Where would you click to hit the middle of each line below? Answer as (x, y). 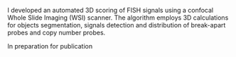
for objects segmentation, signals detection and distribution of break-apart (117, 25)
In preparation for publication (50, 46)
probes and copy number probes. (57, 32)
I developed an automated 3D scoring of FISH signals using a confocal (111, 10)
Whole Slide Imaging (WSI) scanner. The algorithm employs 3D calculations (118, 18)
